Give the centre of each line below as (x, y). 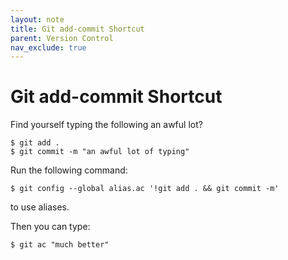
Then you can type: (50, 227)
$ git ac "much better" (60, 245)
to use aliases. (40, 207)
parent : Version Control (62, 38)
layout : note (37, 19)
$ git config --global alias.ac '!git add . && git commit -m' (145, 189)
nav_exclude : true (48, 47)
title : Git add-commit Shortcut (77, 29)
